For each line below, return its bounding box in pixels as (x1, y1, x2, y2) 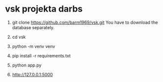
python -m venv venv (12, 43, 55, 49)
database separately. (12, 24, 55, 30)
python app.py (12, 62, 41, 68)
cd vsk (12, 34, 26, 40)
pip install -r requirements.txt (12, 52, 71, 59)
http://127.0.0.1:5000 (12, 71, 53, 77)
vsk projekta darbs (5, 3, 83, 15)
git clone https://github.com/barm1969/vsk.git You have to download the (12, 19, 158, 25)
